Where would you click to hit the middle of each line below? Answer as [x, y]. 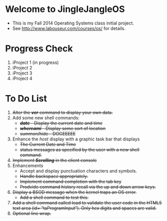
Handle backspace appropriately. [54, 176]
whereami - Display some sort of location [63, 128]
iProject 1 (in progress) [35, 62]
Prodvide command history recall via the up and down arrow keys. [88, 186]
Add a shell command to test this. [54, 197]
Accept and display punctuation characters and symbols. [78, 170]
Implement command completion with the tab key [71, 181]
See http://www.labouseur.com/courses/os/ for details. [69, 28]
